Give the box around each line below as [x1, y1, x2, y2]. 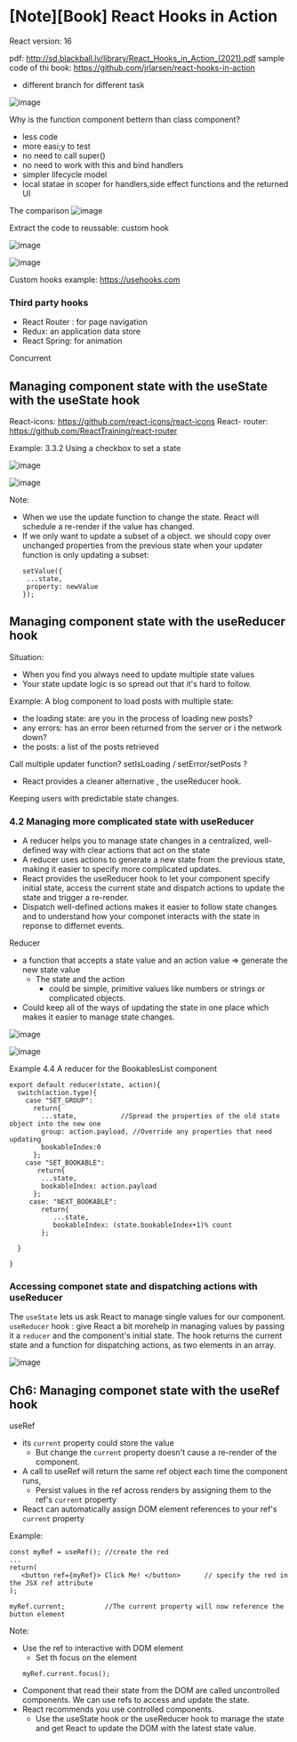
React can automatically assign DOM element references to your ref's [21, 1504, 277, 1514]
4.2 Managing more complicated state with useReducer [9, 815, 254, 827]
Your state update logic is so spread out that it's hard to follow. [21, 678, 252, 689]
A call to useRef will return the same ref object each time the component [21, 1466, 288, 1477]
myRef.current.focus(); [21, 1670, 111, 1679]
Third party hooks [9, 296, 89, 309]
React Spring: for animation [21, 335, 123, 346]
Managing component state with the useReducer [9, 614, 286, 629]
